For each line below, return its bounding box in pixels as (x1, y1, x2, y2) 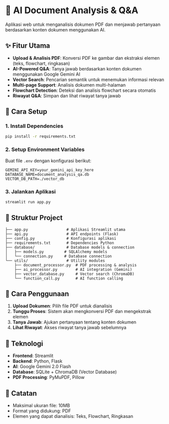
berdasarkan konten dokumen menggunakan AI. (5, 26, 106, 32)
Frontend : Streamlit (12, 352, 54, 359)
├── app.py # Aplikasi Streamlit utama (5, 227, 125, 232)
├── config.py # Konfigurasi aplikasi (5, 236, 116, 241)
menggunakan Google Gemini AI (12, 71, 80, 77)
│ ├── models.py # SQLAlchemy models (5, 249, 108, 254)
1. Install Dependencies (5, 123, 64, 130)
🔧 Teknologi (5, 339, 44, 348)
